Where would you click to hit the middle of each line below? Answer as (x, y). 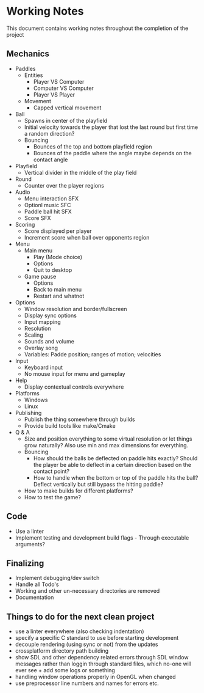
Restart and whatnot (59, 296)
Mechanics (28, 54)
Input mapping (42, 321)
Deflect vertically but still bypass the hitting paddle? (98, 484)
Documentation (34, 598)
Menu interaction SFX (51, 198)
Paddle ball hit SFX (48, 211)
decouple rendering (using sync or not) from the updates (86, 644)
